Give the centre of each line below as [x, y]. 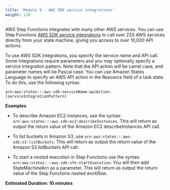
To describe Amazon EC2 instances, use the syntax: [67, 116]
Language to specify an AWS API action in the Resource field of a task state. [85, 77]
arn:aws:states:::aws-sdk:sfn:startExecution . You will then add [81, 162]
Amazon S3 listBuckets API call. [46, 147]
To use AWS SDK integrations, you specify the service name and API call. [82, 55]
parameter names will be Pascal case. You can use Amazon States [75, 71]
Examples [16, 105]
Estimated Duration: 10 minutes [39, 183]
